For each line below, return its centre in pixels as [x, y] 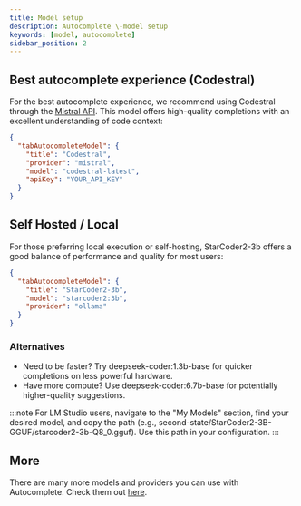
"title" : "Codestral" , [68, 154]
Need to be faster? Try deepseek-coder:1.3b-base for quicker [137, 366]
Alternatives [37, 346]
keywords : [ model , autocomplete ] [73, 34]
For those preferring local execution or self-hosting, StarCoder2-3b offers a [150, 247]
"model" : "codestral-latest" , [83, 171]
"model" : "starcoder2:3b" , [77, 298]
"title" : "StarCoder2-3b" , [77, 290]
